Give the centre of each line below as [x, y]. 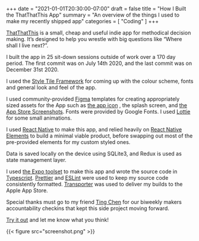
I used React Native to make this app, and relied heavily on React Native [94, 129]
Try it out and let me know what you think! [57, 220]
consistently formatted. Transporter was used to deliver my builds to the [94, 184]
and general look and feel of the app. [51, 87]
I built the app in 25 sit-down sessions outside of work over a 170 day [91, 57]
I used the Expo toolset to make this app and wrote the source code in [92, 171]
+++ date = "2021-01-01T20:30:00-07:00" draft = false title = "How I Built [96, 9]
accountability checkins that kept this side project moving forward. [88, 208]
